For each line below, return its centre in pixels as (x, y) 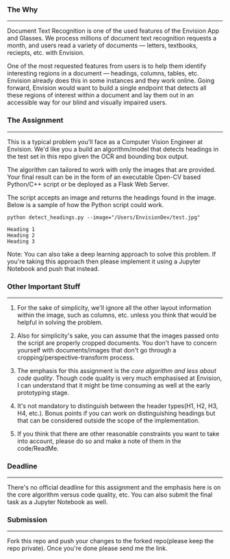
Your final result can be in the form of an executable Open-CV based (104, 177)
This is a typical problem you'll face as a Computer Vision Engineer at (105, 141)
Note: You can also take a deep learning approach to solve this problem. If (112, 254)
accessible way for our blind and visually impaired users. (87, 103)
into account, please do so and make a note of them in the (99, 441)
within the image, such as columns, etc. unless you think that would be (117, 315)
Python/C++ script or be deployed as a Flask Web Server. (88, 184)
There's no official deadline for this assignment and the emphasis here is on (114, 488)
